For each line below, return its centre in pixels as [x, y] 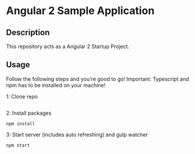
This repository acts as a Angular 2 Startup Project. [68, 46]
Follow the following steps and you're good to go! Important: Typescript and [97, 79]
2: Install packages [29, 113]
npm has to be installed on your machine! [56, 85]
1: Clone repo [22, 96]
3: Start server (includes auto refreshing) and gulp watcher [77, 134]
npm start [18, 145]
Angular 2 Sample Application [81, 11]
